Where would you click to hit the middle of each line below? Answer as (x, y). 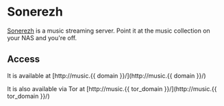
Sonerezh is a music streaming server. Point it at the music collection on (109, 31)
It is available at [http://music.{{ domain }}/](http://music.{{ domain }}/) (107, 75)
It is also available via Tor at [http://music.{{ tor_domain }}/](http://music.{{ (112, 88)
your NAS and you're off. (42, 37)
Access (23, 59)
